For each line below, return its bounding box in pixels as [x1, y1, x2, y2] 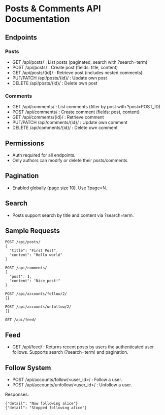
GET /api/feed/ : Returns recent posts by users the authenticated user [12, 344, 154, 350]
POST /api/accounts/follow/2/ [5, 291, 67, 296]
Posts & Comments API [5, 3, 101, 14]
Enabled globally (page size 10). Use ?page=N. [12, 185, 107, 191]
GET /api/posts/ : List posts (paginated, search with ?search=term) [12, 59, 148, 65]
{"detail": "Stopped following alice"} [5, 406, 87, 411]
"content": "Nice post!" [9, 279, 61, 284]
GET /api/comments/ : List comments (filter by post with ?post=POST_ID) [12, 104, 161, 110]
